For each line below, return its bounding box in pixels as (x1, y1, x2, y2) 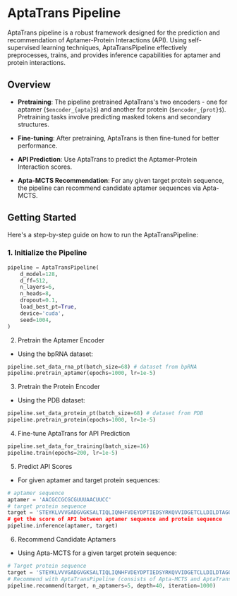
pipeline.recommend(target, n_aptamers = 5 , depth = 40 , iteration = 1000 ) (7, 582, 217, 589)
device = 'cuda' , (20, 309, 65, 317)
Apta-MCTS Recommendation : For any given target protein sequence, (17, 176, 224, 184)
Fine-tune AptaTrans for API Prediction (17, 429, 130, 438)
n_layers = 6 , (20, 284, 55, 291)
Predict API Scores (17, 462, 73, 470)
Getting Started (7, 212, 77, 224)
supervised (7, 43, 40, 52)
